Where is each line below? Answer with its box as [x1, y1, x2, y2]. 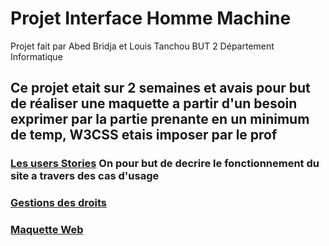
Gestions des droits [10, 196, 108, 210]
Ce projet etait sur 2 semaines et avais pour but [10, 80, 311, 97]
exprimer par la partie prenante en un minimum [10, 111, 310, 128]
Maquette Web [10, 223, 84, 237]
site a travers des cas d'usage [10, 169, 160, 183]
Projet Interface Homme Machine [10, 7, 292, 30]
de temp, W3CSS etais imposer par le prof [10, 127, 278, 144]
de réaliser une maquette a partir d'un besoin [10, 95, 298, 112]
